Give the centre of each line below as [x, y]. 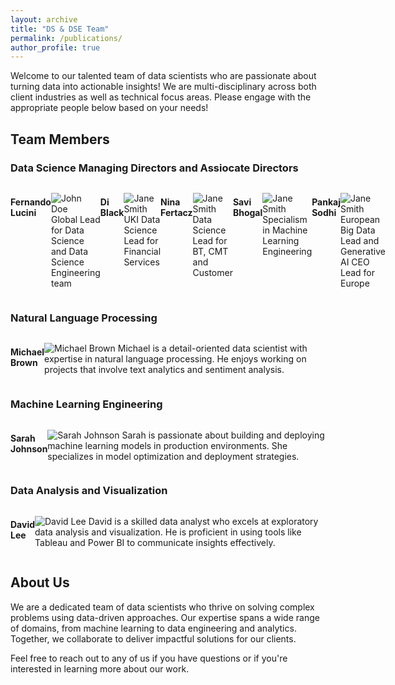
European [360, 219]
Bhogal [247, 212]
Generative [362, 251]
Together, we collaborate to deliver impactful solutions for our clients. [153, 638]
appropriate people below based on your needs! [109, 108]
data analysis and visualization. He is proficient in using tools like [168, 532]
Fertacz [176, 212]
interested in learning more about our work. [100, 668]
